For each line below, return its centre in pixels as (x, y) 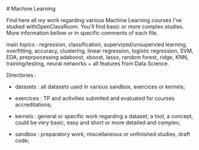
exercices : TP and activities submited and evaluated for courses (95, 98)
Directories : (21, 75)
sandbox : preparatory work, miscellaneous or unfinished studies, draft (102, 134)
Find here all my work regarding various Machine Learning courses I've (94, 20)
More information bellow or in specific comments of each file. (82, 33)
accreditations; (33, 105)
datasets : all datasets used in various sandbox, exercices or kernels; (100, 87)
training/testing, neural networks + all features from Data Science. (88, 63)
